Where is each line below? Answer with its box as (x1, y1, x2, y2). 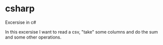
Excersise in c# (5, 19, 36, 25)
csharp (5, 3, 35, 14)
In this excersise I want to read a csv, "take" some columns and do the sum (5, 29, 158, 35)
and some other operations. (5, 34, 62, 40)
